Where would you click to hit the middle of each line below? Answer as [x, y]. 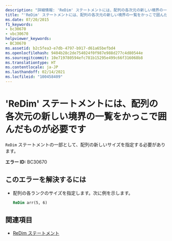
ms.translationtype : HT [31, 63]
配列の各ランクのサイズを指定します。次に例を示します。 [73, 193]
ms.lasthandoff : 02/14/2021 [35, 72]
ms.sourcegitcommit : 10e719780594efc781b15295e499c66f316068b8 [74, 58]
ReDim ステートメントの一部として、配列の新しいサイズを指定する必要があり [85, 145]
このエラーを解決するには [46, 180]
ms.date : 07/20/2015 [27, 19]
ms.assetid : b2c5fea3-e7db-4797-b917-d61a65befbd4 [60, 48]
